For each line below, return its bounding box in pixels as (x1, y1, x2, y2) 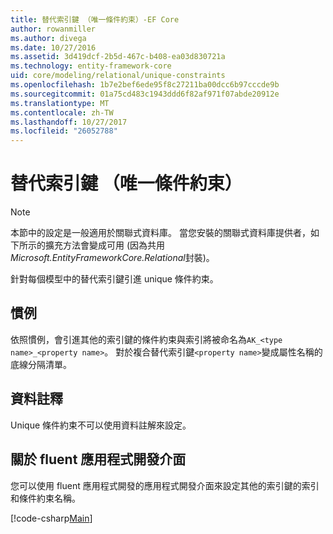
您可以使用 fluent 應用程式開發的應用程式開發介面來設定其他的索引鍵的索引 (10, 479, 320, 491)
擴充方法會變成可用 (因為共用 (44, 239, 166, 251)
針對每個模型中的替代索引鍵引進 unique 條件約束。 (10, 273, 219, 285)
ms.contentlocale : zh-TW (10, 107, 114, 118)
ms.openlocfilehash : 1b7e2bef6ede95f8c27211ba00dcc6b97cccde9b (10, 80, 280, 90)
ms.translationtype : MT (10, 98, 110, 108)
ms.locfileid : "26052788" (10, 126, 118, 136)
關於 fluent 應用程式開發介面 (10, 451, 187, 468)
